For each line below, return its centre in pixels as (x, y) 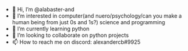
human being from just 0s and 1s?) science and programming (89, 22)
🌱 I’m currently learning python (51, 29)
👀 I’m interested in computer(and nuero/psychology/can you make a (97, 16)
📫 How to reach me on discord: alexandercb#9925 (76, 42)
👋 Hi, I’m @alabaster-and (43, 9)
